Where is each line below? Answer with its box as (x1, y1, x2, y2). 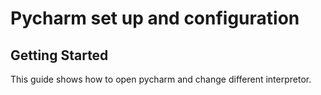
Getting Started (10, 47, 109, 64)
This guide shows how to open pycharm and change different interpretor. (10, 73, 312, 85)
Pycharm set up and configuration (10, 7, 300, 30)
